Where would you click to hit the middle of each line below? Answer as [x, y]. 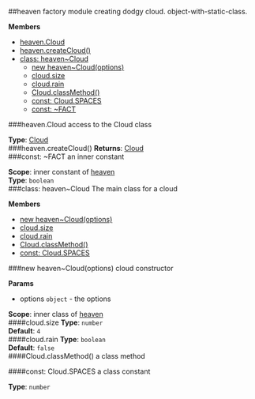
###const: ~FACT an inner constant [66, 156]
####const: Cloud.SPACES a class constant [79, 371]
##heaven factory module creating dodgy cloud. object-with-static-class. [128, 11]
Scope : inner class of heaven [56, 314]
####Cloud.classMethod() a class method [77, 356]
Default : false [32, 348]
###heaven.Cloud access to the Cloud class [80, 124]
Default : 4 [24, 331]
